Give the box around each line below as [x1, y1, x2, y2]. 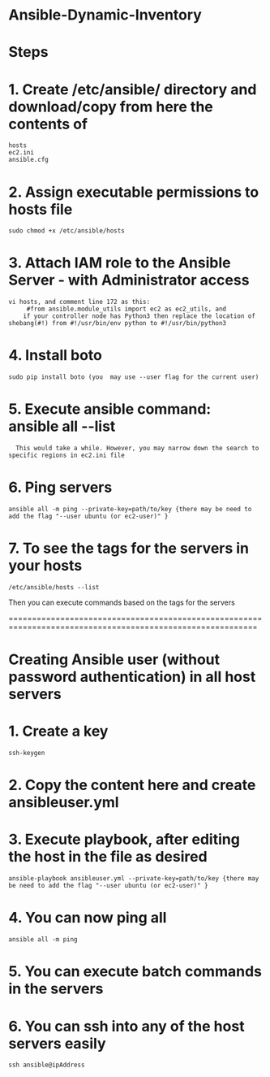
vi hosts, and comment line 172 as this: [8, 298, 151, 306]
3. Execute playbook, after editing [8, 831, 241, 849]
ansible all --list [8, 417, 116, 436]
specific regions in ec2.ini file [8, 451, 126, 460]
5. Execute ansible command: [8, 400, 212, 419]
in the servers [8, 979, 104, 998]
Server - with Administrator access [8, 271, 250, 289]
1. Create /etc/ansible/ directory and [8, 80, 257, 98]
